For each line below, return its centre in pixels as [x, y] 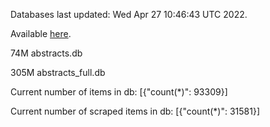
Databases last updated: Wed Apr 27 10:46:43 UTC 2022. [129, 14]
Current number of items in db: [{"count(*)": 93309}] [119, 92]
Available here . [41, 33]
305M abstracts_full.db [58, 72]
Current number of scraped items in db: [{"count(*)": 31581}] [135, 111]
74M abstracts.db [46, 53]
